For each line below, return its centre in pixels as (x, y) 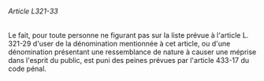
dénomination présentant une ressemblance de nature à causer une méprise (132, 52)
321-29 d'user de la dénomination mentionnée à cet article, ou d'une (119, 44)
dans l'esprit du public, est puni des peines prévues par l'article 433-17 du (129, 61)
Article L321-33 (33, 11)
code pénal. (28, 69)
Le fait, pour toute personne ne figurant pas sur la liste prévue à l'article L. (128, 35)
